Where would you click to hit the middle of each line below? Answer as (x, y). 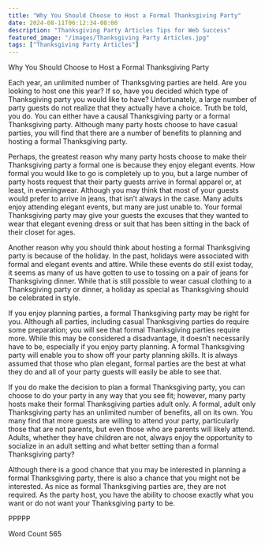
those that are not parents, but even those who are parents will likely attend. (131, 429)
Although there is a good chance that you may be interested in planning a (127, 470)
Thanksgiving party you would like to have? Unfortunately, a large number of (132, 100)
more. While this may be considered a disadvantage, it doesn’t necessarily (129, 338)
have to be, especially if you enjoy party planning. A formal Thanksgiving (127, 347)
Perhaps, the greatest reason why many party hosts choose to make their (127, 157)
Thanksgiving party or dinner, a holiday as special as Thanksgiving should (129, 290)
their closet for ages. (42, 232)
